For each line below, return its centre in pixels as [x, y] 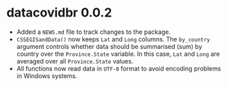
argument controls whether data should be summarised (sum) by [109, 46]
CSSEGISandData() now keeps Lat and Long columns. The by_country [113, 39]
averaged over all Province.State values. [75, 61]
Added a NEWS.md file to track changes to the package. [94, 32]
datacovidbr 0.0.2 [59, 13]
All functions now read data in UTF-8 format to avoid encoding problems [119, 68]
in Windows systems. [47, 76]
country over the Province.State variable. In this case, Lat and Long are [118, 54]
